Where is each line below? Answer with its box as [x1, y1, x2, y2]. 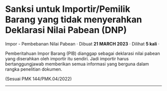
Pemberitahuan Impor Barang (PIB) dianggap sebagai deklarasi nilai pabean [5, 50, 160, 56]
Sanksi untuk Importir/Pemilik [5, 3, 131, 15]
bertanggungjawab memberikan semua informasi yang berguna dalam [5, 61, 149, 67]
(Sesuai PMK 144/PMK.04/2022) [5, 76, 72, 82]
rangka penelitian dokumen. [5, 66, 63, 72]
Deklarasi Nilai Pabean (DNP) [5, 25, 127, 36]
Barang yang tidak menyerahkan [5, 14, 142, 25]
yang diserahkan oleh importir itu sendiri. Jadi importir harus [5, 55, 129, 61]
